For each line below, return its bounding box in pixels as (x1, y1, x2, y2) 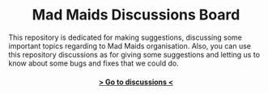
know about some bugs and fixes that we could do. (8, 58, 180, 68)
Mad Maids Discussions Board (32, 6, 240, 24)
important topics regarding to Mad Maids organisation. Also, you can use (8, 41, 252, 50)
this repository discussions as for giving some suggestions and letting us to (8, 49, 261, 59)
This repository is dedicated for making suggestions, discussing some (8, 32, 243, 42)
